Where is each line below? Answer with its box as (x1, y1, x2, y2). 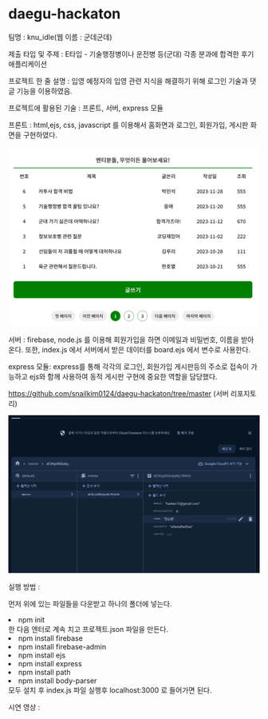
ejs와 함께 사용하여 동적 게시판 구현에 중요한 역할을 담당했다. (29, 372, 218, 382)
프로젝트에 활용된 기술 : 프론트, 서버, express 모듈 (8, 103, 164, 113)
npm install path (18, 667, 71, 677)
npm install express (18, 658, 82, 668)
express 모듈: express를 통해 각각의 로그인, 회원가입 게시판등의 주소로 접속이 (8, 362, 250, 371)
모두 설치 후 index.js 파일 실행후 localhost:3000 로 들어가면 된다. (8, 685, 212, 695)
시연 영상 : (8, 702, 41, 712)
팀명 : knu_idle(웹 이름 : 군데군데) (8, 32, 113, 42)
